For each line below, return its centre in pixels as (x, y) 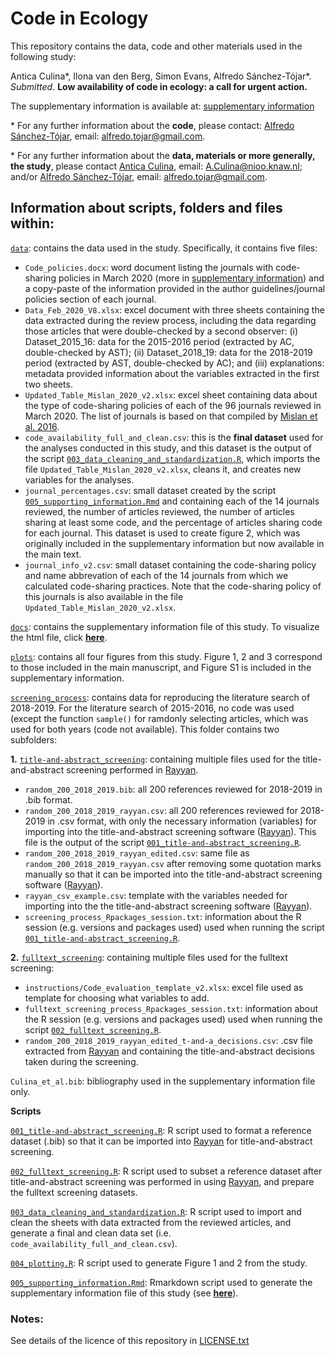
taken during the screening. (81, 1061)
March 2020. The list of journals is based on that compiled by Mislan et (171, 416)
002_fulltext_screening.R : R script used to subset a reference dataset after (166, 1171)
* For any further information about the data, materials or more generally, (163, 155)
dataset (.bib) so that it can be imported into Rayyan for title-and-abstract (161, 1141)
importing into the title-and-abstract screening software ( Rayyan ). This (170, 831)
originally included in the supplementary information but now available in (174, 543)
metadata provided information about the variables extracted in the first (172, 373)
